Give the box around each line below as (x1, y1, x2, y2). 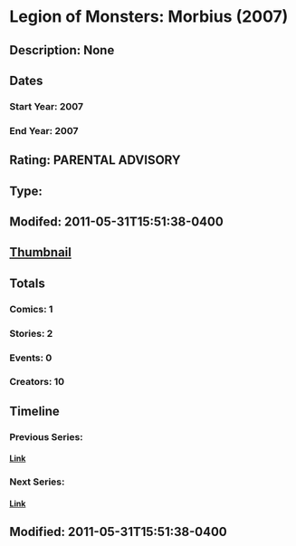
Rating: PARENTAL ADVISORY (9, 152, 181, 168)
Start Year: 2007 (9, 100, 84, 112)
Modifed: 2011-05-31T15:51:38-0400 (9, 214, 224, 229)
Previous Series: (9, 430, 83, 443)
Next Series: (9, 475, 65, 488)
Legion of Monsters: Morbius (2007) (9, 6, 289, 27)
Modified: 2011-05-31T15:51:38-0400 (9, 524, 228, 540)
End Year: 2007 (9, 124, 79, 137)
